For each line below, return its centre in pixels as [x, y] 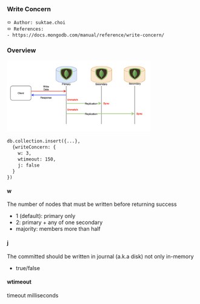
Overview [22, 50]
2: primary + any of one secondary [59, 222]
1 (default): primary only [45, 216]
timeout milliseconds [33, 295]
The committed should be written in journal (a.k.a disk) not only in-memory [100, 256]
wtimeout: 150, [37, 159]
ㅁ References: [25, 29]
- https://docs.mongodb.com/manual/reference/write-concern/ [86, 35]
